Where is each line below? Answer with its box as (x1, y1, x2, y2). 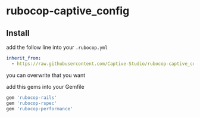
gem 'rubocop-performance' (6, 105, 73, 111)
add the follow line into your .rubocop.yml (6, 44, 108, 51)
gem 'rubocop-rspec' (6, 100, 58, 106)
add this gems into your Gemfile (6, 83, 85, 90)
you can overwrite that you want (6, 72, 86, 79)
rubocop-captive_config (6, 4, 130, 18)
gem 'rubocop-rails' (6, 94, 58, 101)
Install (6, 28, 30, 38)
